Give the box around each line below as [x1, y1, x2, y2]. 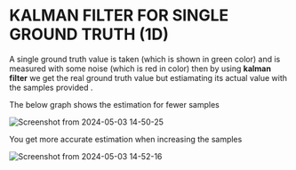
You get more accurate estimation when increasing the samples [9, 134, 243, 144]
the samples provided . [9, 82, 93, 93]
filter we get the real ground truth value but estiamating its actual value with [9, 72, 287, 83]
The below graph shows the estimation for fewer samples [9, 99, 220, 109]
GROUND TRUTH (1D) [9, 24, 169, 45]
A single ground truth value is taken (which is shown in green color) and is [9, 53, 281, 64]
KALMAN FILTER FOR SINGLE [9, 5, 229, 26]
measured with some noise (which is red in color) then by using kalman [9, 63, 271, 74]
